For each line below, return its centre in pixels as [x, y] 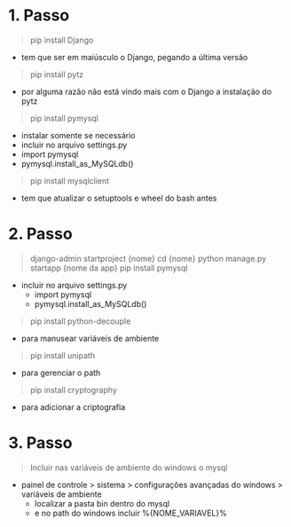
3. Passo [40, 443]
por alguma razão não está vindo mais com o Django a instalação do [146, 91]
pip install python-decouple [80, 321]
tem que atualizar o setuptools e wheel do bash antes [119, 198]
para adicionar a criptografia [73, 407]
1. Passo [39, 16]
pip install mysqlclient [70, 181]
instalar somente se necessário [78, 135]
